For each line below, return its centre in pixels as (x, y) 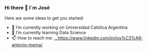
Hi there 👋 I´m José (27, 8)
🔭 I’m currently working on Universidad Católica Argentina (70, 27)
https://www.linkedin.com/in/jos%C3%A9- (100, 38)
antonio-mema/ (27, 45)
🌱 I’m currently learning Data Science (49, 33)
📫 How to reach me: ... (35, 38)
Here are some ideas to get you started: (44, 18)
